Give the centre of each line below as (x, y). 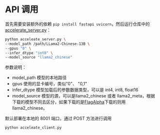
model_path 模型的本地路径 (39, 77)
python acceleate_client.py (33, 128)
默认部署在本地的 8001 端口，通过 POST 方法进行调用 (58, 118)
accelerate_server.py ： (28, 30)
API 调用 (22, 10)
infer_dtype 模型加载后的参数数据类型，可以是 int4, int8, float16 (75, 90)
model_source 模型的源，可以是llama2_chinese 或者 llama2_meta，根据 (83, 96)
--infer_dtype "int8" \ (29, 53)
